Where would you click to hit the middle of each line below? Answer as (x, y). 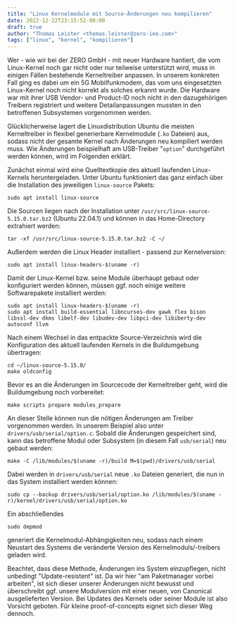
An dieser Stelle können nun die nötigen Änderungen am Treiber (100, 418)
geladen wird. (27, 555)
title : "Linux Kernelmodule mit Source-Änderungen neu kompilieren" (110, 14)
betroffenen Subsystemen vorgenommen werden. (80, 113)
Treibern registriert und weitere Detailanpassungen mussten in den (104, 105)
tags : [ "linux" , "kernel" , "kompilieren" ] (70, 40)
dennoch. (21, 614)
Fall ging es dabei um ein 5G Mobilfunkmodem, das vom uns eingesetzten (114, 83)
